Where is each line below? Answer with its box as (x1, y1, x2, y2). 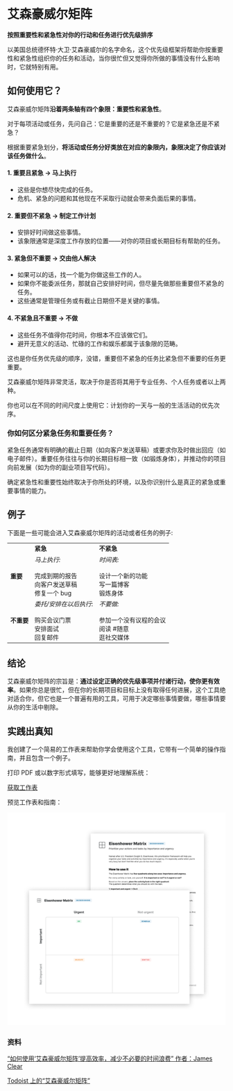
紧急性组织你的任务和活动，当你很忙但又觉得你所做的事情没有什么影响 (19, 53, 220, 62)
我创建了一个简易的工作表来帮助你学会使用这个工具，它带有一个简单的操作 (7, 745, 220, 754)
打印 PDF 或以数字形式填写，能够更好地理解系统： (7, 768, 150, 777)
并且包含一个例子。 (19, 754, 74, 762)
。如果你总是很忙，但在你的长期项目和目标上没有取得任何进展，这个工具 (13, 686, 220, 694)
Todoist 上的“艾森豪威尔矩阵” (7, 1076, 90, 1085)
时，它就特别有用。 (7, 62, 62, 71)
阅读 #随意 (98, 624, 130, 632)
